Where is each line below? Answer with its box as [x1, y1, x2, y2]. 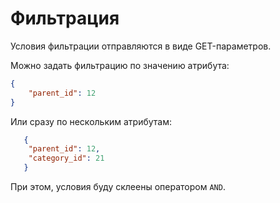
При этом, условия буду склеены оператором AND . [10, 181, 226, 193]
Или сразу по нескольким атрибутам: [10, 115, 173, 127]
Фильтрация [10, 7, 120, 30]
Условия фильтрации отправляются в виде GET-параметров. [10, 40, 272, 52]
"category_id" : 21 [28, 153, 105, 164]
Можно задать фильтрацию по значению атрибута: [10, 59, 230, 71]
